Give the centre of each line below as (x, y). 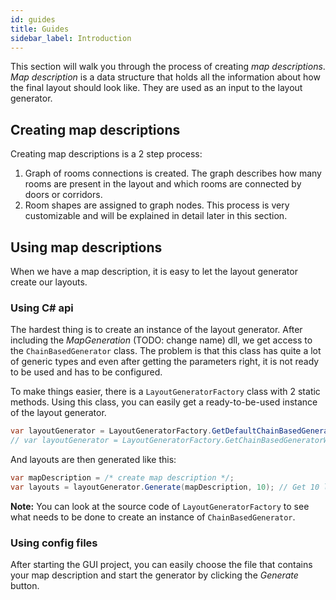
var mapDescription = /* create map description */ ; (122, 478)
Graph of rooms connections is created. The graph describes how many (173, 173)
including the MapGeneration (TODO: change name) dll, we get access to (161, 340)
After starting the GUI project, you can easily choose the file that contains (161, 565)
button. (25, 586)
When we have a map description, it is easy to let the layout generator (154, 271)
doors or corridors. (63, 195)
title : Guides (40, 29)
